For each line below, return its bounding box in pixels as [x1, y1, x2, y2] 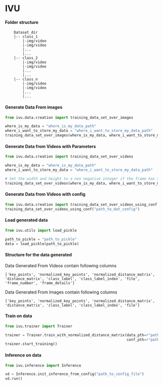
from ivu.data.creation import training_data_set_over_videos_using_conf [5, 202, 158, 207]
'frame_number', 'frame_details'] [5, 280, 75, 285]
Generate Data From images [5, 104, 63, 110]
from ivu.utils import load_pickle [5, 228, 77, 233]
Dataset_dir [14, 30, 38, 35]
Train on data [5, 313, 33, 319]
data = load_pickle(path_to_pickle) [5, 241, 79, 246]
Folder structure [5, 19, 39, 25]
